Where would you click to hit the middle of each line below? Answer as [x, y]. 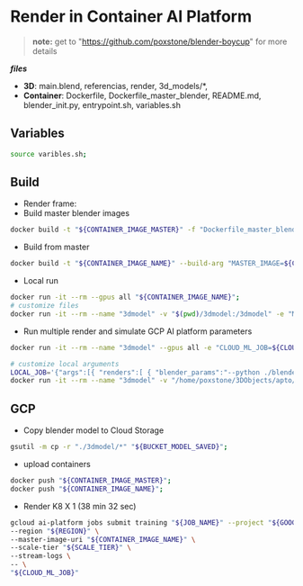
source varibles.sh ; [49, 154]
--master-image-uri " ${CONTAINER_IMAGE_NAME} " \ [103, 539]
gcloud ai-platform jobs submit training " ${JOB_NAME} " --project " [141, 523]
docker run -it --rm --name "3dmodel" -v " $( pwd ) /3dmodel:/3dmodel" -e [147, 314]
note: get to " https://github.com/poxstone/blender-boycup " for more [160, 41]
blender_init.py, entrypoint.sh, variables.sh [102, 104]
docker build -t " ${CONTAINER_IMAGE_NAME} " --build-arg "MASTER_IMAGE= [147, 264]
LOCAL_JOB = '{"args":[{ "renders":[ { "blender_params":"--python [135, 372]
